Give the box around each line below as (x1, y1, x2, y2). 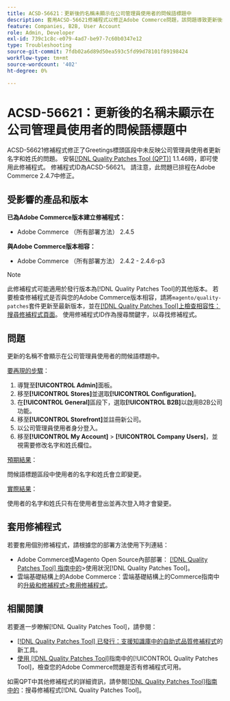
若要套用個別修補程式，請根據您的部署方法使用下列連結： (7, 541, 169, 549)
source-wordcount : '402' (7, 61, 78, 68)
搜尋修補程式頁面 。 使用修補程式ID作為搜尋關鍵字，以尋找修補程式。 (7, 310, 201, 319)
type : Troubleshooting (7, 42, 72, 49)
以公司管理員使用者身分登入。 (16, 424, 101, 432)
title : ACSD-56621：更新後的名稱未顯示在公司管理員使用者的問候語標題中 (7, 10, 192, 17)
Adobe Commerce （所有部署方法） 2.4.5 (16, 227, 135, 236)
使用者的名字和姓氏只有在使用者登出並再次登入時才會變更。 (7, 500, 175, 508)
